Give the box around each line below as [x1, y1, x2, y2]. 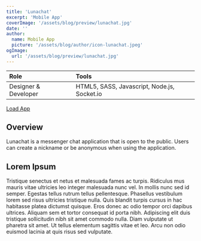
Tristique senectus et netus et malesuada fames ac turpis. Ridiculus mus [6, 177, 185, 185]
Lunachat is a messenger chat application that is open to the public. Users [6, 138, 189, 145]
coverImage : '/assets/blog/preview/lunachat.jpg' [6, 20, 133, 26]
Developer [9, 89, 39, 98]
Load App [6, 105, 31, 112]
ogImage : [6, 48, 28, 54]
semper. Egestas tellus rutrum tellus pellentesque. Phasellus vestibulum [6, 190, 183, 197]
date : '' [6, 25, 28, 32]
